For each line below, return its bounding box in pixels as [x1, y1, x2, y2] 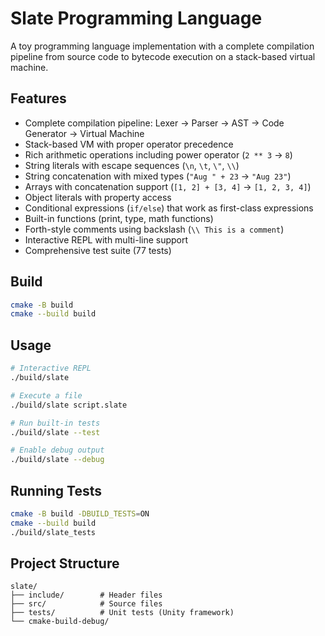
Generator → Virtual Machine [24, 127, 145, 139]
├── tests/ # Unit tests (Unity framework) [10, 608, 235, 618]
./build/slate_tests [10, 527, 97, 537]
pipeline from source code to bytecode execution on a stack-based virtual [10, 50, 316, 62]
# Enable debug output [10, 445, 105, 456]
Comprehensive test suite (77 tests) [24, 244, 172, 256]
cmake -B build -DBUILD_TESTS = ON [10, 508, 150, 519]
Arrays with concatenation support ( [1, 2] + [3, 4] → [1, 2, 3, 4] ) [24, 180, 312, 192]
